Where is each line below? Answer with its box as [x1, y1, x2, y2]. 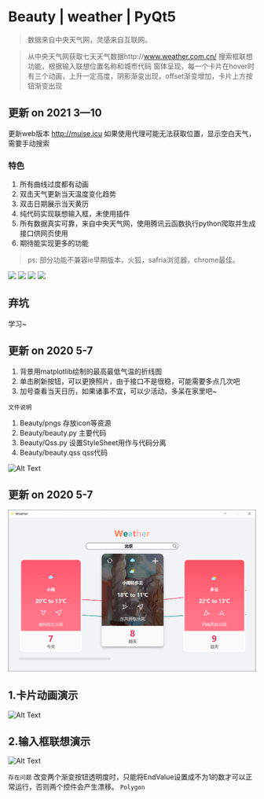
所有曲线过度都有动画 [19, 179, 89, 189]
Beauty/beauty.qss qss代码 [19, 447, 108, 457]
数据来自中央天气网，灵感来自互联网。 [27, 35, 152, 44]
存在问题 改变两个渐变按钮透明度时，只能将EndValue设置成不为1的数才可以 [8, 772, 246, 782]
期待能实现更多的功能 [19, 238, 89, 248]
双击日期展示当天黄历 [19, 199, 89, 208]
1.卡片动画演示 [8, 689, 79, 702]
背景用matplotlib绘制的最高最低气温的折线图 [19, 366, 163, 376]
